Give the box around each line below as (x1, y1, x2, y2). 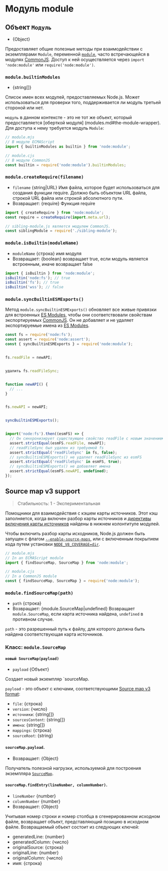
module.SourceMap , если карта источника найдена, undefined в (12, 611, 143, 617)
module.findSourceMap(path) (5, 590, 73, 596)
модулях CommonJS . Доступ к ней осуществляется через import (5, 57, 144, 63)
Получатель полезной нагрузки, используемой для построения (5, 765, 141, 771)
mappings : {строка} (12, 727, 52, 733)
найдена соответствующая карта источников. (5, 631, 103, 637)
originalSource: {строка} (12, 844, 64, 850)
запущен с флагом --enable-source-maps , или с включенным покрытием (5, 536, 159, 542)
